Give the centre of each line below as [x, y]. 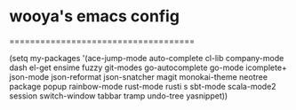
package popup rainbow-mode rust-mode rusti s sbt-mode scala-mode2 [143, 86]
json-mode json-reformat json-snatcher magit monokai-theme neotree [139, 76]
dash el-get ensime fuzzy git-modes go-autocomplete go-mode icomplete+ [148, 67]
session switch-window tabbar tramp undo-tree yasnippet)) [119, 96]
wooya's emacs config [95, 16]
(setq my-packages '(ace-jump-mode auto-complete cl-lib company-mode [147, 58]
